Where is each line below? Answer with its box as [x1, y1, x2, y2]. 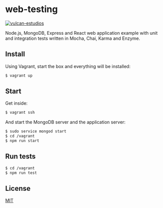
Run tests [5, 152, 36, 161]
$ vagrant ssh [5, 110, 35, 115]
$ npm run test [5, 170, 37, 175]
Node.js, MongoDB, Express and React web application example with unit [5, 30, 158, 36]
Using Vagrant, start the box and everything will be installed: [5, 63, 131, 69]
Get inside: [5, 100, 28, 106]
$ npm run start [5, 138, 39, 144]
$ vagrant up [5, 73, 33, 78]
